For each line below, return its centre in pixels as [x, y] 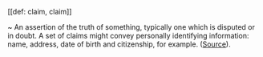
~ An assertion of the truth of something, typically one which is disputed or [131, 27]
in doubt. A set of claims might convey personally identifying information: [128, 36]
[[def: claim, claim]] [40, 12]
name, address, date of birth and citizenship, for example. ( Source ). [119, 44]
